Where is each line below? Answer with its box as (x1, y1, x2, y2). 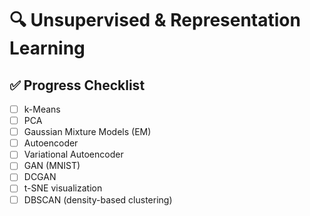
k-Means (23, 103, 61, 115)
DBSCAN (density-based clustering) (23, 193, 173, 206)
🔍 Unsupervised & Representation (9, 9, 301, 32)
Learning (9, 37, 86, 60)
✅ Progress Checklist (9, 77, 146, 94)
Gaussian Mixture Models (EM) (23, 126, 152, 138)
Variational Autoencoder (23, 148, 124, 161)
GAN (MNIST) (23, 160, 81, 172)
